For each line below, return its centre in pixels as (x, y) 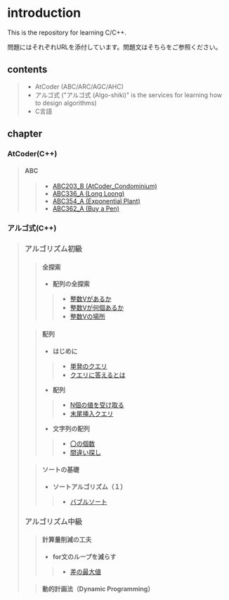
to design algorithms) (66, 103)
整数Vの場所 (87, 317)
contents (27, 69)
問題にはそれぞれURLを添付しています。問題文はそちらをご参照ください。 (115, 46)
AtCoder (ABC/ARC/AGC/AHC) (79, 87)
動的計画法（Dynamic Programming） (98, 589)
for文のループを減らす (84, 556)
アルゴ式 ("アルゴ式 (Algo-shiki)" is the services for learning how (129, 95)
